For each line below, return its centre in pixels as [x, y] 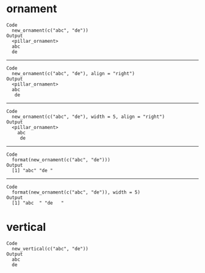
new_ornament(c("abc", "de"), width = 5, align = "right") [88, 117]
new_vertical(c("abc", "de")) [50, 249]
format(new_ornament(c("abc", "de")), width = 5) [76, 192]
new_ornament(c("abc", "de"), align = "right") [74, 73]
